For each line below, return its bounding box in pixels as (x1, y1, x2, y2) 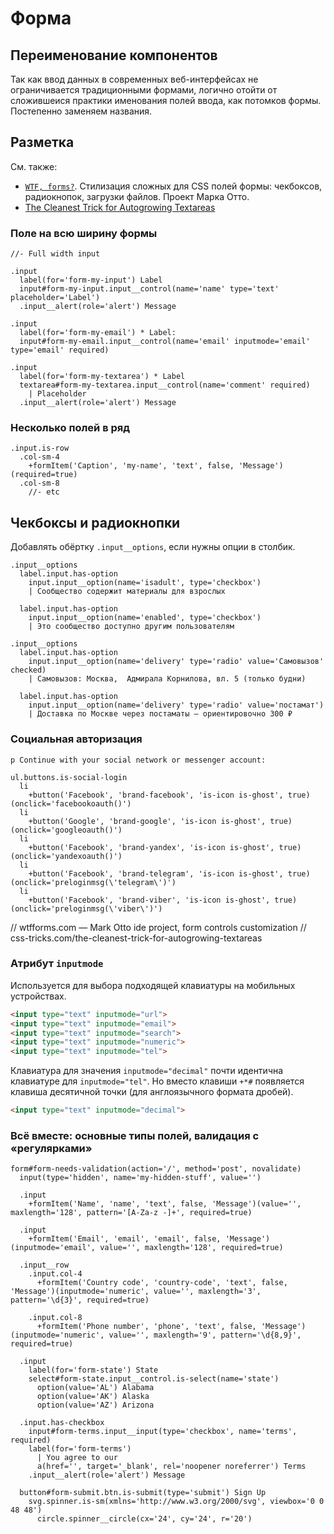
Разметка (10, 134, 75, 151)
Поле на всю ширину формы (10, 226, 158, 240)
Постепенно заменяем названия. (10, 105, 153, 117)
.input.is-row (10, 443, 70, 454)
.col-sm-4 (19, 452, 60, 462)
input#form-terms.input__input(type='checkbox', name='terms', (28, 1427, 298, 1437)
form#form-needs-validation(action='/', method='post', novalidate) (10, 1164, 302, 1174)
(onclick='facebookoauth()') (10, 798, 132, 809)
